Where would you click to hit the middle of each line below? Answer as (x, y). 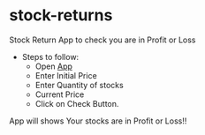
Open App (54, 66)
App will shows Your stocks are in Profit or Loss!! (98, 121)
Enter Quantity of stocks (79, 85)
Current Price (60, 94)
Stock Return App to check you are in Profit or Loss (102, 40)
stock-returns (61, 15)
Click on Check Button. (77, 103)
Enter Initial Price (66, 75)
